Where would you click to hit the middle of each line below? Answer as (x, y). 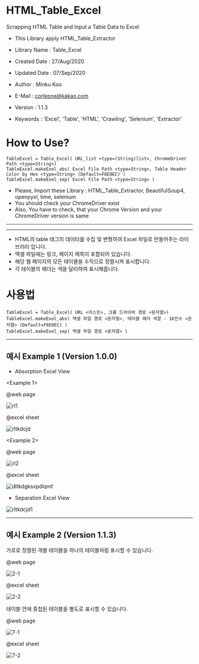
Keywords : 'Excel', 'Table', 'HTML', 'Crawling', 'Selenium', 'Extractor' (98, 119)
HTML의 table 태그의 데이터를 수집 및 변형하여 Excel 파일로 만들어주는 (96, 239)
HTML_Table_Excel (54, 10)
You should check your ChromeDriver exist (67, 203)
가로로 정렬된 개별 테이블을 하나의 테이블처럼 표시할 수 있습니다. (80, 551)
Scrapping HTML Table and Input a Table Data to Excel (73, 27)
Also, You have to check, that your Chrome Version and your (89, 209)
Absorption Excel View (42, 371)
